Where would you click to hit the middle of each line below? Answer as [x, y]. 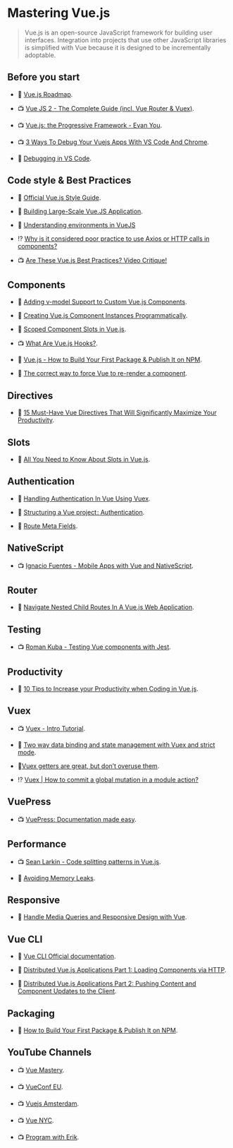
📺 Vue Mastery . [41, 1070]
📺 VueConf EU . [40, 1087]
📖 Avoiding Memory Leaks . [56, 878]
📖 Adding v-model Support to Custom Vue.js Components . [102, 302]
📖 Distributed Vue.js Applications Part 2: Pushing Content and [107, 983]
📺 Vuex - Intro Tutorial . [51, 728]
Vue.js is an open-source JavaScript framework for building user [118, 32]
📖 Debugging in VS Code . [54, 158]
